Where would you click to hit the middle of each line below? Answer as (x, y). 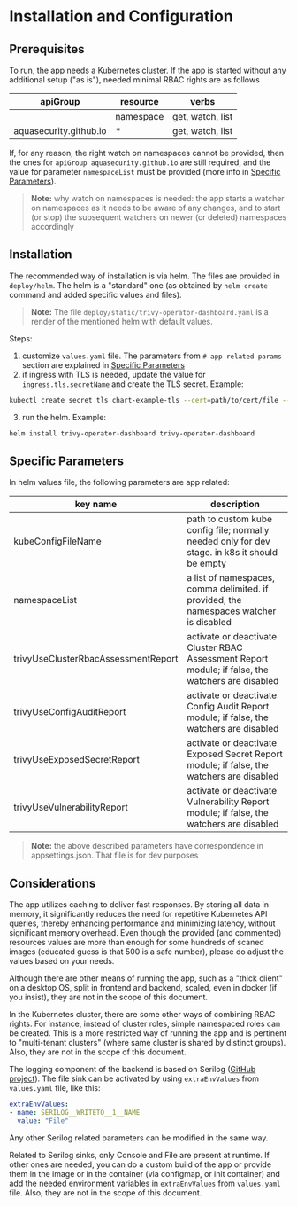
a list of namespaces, (231, 578)
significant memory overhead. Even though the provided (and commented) (145, 933)
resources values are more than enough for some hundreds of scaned (137, 943)
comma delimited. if (228, 589)
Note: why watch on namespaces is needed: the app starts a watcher (157, 198)
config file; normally (228, 530)
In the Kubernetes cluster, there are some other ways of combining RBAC (142, 1015)
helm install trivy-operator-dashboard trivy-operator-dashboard (132, 433)
